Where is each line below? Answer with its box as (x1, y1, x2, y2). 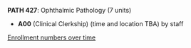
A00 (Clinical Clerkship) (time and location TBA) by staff (17, 20, 184, 28)
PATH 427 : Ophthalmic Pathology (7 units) (7, 6, 132, 14)
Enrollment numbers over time (7, 33, 96, 42)
